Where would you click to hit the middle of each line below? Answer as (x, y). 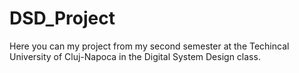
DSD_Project (62, 18)
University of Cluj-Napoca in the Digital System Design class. (135, 56)
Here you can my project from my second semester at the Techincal (149, 46)
